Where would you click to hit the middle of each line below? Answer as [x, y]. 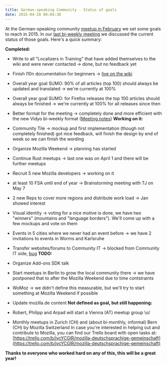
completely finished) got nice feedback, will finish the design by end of [85, 133]
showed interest [29, 203]
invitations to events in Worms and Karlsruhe [58, 238]
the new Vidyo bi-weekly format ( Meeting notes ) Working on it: [78, 118]
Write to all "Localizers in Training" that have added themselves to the [84, 58]
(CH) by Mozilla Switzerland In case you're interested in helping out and [86, 327]
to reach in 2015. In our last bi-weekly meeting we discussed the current [79, 34]
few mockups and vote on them [45, 223]
